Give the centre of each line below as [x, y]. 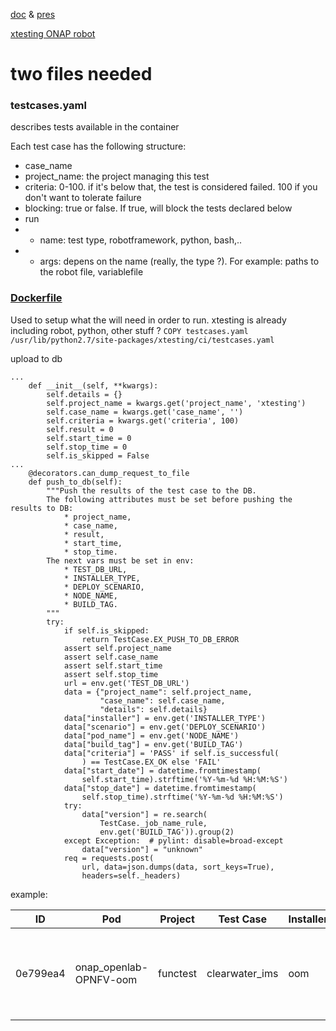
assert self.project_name [117, 648]
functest [178, 973]
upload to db [36, 358]
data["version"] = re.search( [144, 814]
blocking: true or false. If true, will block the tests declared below [158, 208]
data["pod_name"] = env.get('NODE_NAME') [151, 735]
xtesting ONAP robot [53, 33]
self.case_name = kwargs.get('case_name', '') [145, 412]
